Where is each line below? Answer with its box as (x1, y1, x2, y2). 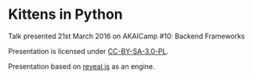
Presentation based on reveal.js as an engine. (8, 61, 155, 71)
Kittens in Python (8, 5, 123, 23)
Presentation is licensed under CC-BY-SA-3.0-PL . (8, 46, 169, 56)
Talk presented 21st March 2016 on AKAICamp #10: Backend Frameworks (8, 31, 245, 41)
